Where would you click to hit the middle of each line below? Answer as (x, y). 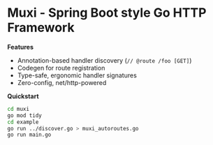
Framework (41, 28)
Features (20, 47)
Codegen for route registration (61, 68)
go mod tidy (24, 115)
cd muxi (19, 109)
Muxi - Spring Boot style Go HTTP (107, 13)
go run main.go (29, 135)
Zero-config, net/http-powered (62, 82)
